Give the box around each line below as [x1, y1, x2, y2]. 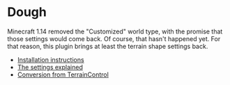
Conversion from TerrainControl [17, 70, 109, 79]
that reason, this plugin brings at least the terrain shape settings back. [7, 42, 208, 50]
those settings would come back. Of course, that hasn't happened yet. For [7, 34, 221, 42]
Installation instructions [17, 55, 85, 63]
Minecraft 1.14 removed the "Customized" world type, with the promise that [7, 27, 223, 36]
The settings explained [17, 63, 84, 71]
